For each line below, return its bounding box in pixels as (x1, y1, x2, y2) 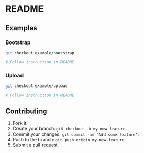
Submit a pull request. (12, 142, 59, 148)
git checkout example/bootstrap (5, 50, 74, 55)
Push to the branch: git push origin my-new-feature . (12, 137, 126, 143)
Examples (5, 24, 37, 32)
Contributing (5, 107, 47, 116)
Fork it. (12, 120, 28, 126)
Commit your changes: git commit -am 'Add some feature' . (12, 131, 139, 137)
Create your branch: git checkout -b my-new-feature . (12, 126, 127, 132)
